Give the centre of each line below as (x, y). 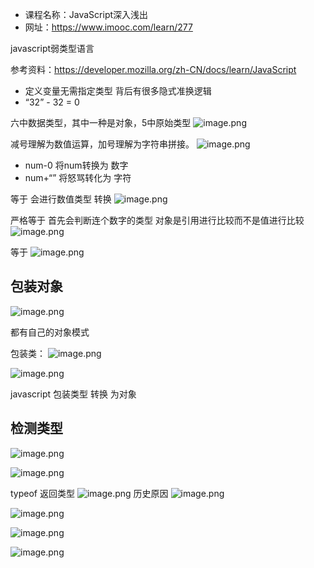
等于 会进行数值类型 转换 (61, 199)
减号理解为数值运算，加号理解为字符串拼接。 (102, 144)
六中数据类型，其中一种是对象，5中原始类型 (101, 122)
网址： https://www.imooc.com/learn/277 (108, 27)
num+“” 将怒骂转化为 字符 (78, 177)
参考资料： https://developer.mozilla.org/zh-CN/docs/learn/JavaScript (153, 69)
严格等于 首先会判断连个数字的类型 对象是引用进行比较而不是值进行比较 (157, 220)
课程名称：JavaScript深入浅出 (86, 14)
